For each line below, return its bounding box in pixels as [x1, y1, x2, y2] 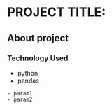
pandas [17, 76, 40, 85]
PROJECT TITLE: [7, 4, 106, 20]
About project [7, 32, 69, 44]
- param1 [7, 90, 33, 97]
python [17, 69, 38, 77]
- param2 [7, 96, 33, 103]
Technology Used [7, 53, 69, 63]
